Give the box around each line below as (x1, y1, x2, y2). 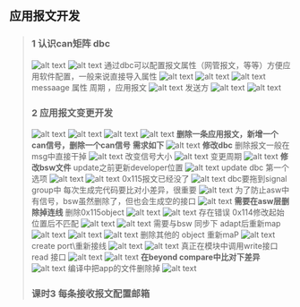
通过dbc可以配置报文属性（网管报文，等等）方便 (104, 59, 284, 70)
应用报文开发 (9, 8, 81, 24)
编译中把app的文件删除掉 (67, 262, 161, 273)
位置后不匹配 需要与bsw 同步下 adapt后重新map (30, 217, 281, 228)
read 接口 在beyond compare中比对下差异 (30, 252, 261, 262)
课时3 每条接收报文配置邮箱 (30, 287, 150, 300)
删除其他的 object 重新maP (140, 229, 239, 240)
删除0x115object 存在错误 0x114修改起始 (64, 207, 285, 217)
